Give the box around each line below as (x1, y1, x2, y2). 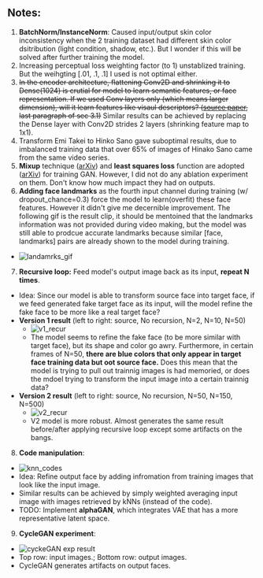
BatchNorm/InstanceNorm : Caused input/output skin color (18, 27, 212, 36)
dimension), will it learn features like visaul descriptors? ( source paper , (18, 102, 249, 112)
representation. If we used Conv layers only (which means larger (18, 94, 229, 103)
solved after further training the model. (18, 52, 145, 61)
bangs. (30, 432, 54, 442)
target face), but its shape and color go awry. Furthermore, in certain (30, 340, 254, 350)
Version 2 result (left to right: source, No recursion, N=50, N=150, (18, 391, 233, 400)
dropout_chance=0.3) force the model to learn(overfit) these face (18, 195, 232, 204)
